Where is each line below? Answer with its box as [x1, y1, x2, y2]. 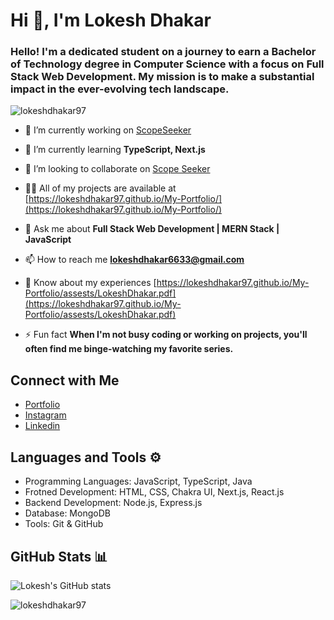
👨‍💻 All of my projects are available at [24, 182, 177, 194]
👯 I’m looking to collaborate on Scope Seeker [24, 163, 211, 175]
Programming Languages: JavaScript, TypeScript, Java [24, 475, 253, 488]
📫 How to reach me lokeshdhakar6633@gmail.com [24, 254, 245, 266]
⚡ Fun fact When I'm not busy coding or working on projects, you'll [24, 329, 308, 341]
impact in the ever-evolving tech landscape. [10, 82, 230, 96]
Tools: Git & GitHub [24, 518, 104, 530]
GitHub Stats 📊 [10, 548, 108, 565]
